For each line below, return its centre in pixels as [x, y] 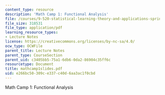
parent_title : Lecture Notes [35, 50]
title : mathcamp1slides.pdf [34, 69]
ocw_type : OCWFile [24, 46]
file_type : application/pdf [34, 28]
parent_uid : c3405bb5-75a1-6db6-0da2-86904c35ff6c [58, 60]
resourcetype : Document [29, 64]
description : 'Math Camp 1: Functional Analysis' [57, 14]
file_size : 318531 [24, 23]
